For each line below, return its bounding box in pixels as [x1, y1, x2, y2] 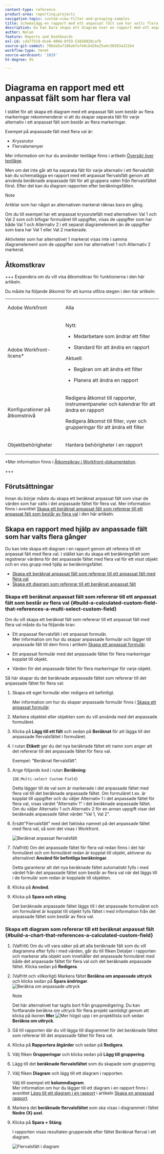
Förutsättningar [5, 483, 54, 491]
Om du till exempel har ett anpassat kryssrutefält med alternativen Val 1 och [5, 211, 157, 217]
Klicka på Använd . [12, 884, 50, 890]
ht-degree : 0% [5, 57, 34, 62]
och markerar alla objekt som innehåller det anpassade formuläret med [12, 953, 155, 959]
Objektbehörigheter [7, 442, 53, 448]
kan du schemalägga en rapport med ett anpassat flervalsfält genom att [5, 173, 150, 179]
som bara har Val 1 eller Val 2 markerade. [5, 227, 87, 233]
